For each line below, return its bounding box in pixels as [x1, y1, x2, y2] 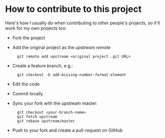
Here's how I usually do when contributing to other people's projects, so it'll [5, 20, 160, 26]
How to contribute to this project [5, 3, 142, 15]
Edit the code [12, 81, 40, 87]
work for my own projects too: [5, 25, 67, 31]
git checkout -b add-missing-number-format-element [17, 72, 126, 77]
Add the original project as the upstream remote [12, 44, 111, 50]
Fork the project [12, 35, 46, 41]
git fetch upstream [17, 114, 57, 119]
